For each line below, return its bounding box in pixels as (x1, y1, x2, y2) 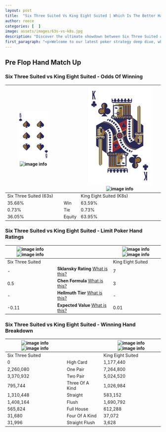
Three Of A (66, 380, 89, 386)
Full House (66, 406, 88, 412)
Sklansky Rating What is (57, 266, 108, 271)
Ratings (5, 233, 24, 240)
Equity (63, 214, 77, 220)
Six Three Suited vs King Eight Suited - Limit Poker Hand (5, 227, 143, 234)
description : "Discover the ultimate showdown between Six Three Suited (5, 34, 158, 39)
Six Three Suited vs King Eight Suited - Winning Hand (5, 321, 136, 328)
